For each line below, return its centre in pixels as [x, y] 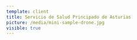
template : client [28, 11]
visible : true [24, 28]
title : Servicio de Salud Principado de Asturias [69, 17]
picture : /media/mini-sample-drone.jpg [55, 22]
